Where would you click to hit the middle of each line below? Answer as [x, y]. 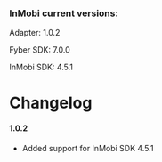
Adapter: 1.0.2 [35, 33]
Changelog [51, 103]
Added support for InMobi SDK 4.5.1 [88, 148]
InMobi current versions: [64, 13]
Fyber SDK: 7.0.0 [40, 50]
